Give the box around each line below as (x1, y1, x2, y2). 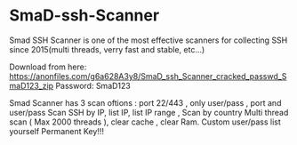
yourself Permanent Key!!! (9, 125, 105, 136)
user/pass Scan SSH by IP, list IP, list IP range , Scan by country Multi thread (9, 107, 289, 117)
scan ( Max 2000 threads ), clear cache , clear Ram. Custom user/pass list (9, 117, 282, 127)
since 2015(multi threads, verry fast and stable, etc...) (9, 44, 205, 54)
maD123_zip (9, 80, 54, 91)
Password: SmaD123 (55, 80, 131, 91)
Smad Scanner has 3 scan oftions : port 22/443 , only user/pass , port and (9, 97, 282, 108)
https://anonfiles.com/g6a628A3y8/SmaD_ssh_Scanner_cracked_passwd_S (9, 70, 287, 81)
